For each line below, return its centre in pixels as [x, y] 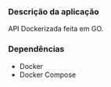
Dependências [36, 49]
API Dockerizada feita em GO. [56, 29]
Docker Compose [48, 74]
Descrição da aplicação [54, 12]
